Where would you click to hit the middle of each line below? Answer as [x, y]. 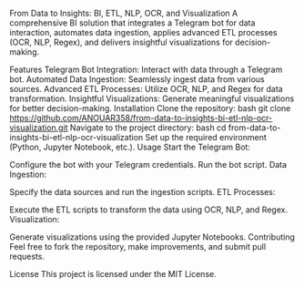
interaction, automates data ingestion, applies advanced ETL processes [143, 32]
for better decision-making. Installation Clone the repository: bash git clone [150, 108]
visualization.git [39, 128]
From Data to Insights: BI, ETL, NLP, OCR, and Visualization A [124, 13]
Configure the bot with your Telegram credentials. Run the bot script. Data [148, 165]
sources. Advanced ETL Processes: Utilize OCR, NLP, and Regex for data [147, 89]
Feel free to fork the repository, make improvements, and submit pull [138, 247]
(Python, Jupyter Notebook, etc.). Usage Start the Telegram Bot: [130, 147]
